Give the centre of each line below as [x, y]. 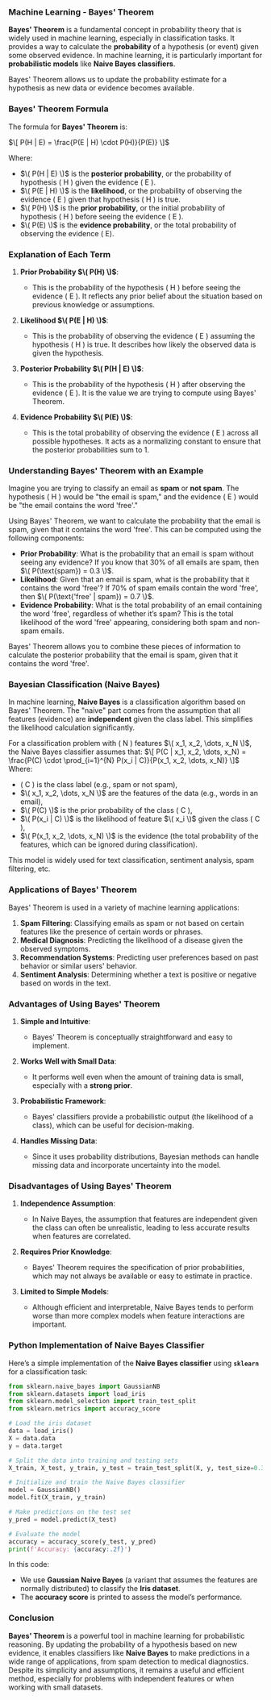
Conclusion [31, 1618]
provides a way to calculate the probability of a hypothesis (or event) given [134, 47]
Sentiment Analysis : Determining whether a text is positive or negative [138, 974]
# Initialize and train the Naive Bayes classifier [97, 1482]
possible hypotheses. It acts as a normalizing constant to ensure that [146, 441]
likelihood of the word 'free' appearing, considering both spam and [131, 623]
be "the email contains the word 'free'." [73, 506]
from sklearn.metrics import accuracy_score [84, 1409]
